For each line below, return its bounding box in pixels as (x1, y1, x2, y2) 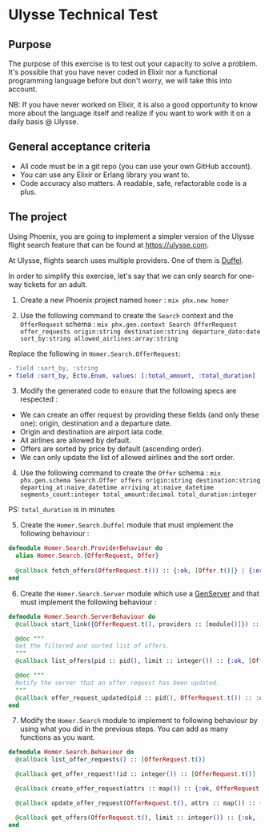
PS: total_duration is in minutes (8, 505, 115, 515)
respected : (19, 394, 58, 404)
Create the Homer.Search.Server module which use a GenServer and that (19, 588, 260, 598)
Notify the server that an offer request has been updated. (15, 679, 220, 687)
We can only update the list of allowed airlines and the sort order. (19, 453, 235, 462)
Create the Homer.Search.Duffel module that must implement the (19, 520, 234, 530)
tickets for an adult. (23, 279, 88, 289)
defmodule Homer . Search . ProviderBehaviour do (8, 544, 163, 552)
